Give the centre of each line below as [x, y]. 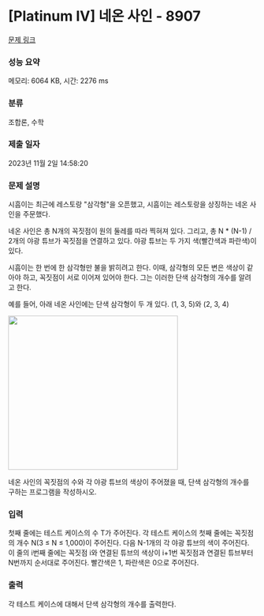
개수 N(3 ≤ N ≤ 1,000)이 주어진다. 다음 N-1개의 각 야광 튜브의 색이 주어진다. [133, 543]
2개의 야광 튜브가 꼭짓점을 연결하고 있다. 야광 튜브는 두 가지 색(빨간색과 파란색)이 [133, 241]
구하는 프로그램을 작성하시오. [52, 492]
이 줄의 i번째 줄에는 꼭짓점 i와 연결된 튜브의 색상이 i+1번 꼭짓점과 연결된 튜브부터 [131, 553]
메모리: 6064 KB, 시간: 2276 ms [58, 81]
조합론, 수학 [26, 122]
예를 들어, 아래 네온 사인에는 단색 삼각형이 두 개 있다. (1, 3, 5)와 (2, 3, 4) [119, 304]
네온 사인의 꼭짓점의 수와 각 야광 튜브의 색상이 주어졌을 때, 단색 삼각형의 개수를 [129, 482]
